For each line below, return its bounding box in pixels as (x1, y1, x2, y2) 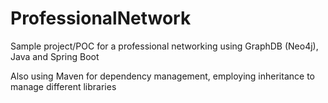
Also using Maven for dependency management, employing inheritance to (10, 70, 315, 82)
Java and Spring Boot (10, 50, 100, 62)
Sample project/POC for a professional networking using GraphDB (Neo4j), (10, 40, 319, 52)
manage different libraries (10, 80, 117, 92)
